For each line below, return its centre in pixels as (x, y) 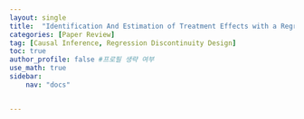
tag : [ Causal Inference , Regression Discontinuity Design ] (123, 43)
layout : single (38, 18)
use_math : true (38, 69)
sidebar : (26, 77)
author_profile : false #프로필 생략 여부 (82, 59)
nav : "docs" (48, 85)
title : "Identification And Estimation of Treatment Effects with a (143, 26)
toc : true (28, 51)
